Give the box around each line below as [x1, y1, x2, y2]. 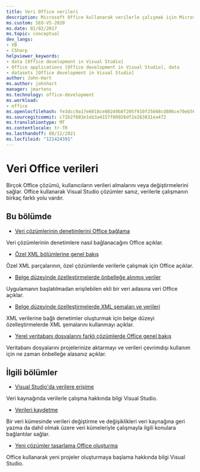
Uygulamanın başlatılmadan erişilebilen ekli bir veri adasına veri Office [6, 285, 178, 292]
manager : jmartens [6, 86, 52, 92]
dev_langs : [6, 36, 33, 42]
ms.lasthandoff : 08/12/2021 [6, 131, 76, 137]
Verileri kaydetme [14, 406, 58, 414]
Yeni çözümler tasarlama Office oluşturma [14, 442, 118, 449]
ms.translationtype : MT [6, 120, 65, 126]
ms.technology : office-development [6, 92, 95, 98]
